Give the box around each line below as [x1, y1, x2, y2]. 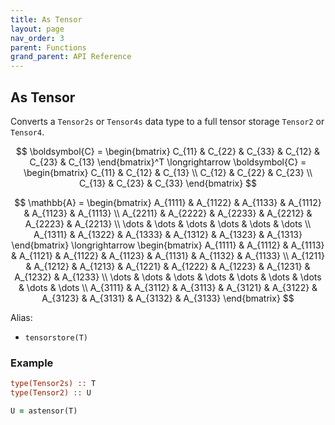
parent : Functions [10, 42, 87, 53]
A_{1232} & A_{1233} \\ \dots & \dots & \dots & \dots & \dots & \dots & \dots [14, 271, 322, 283]
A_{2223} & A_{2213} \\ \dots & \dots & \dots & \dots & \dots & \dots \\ [24, 217, 312, 230]
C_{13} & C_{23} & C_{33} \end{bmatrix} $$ [78, 177, 258, 189]
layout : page [10, 24, 65, 34]
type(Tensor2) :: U [10, 388, 92, 398]
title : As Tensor [10, 14, 83, 25]
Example [10, 356, 54, 370]
